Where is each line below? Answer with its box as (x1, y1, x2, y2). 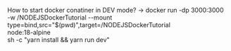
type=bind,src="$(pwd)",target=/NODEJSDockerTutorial (7, 21, 171, 29)
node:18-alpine (7, 28, 51, 36)
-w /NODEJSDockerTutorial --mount (7, 13, 113, 22)
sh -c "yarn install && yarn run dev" (7, 36, 111, 44)
